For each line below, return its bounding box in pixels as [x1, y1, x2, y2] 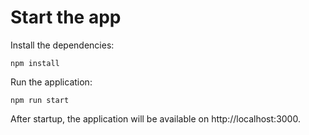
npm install [10, 58, 60, 68]
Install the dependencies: [10, 39, 115, 51]
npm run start [10, 95, 70, 105]
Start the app [10, 6, 122, 29]
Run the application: [10, 76, 93, 88]
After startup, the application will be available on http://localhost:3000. [10, 112, 301, 125]
